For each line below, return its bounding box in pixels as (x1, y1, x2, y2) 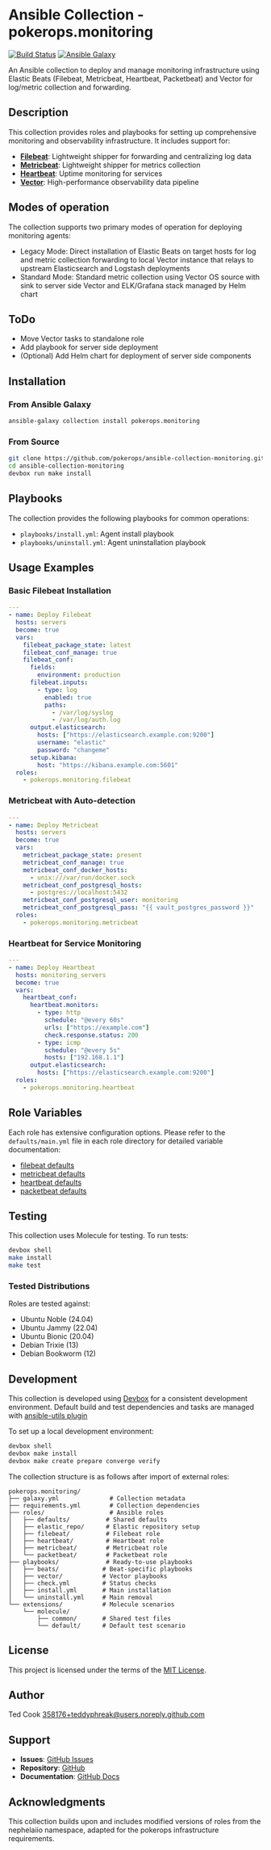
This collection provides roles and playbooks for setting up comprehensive (8, 127, 256, 136)
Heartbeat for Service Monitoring (8, 938, 142, 949)
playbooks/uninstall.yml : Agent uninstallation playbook (19, 537, 206, 547)
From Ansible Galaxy (8, 398, 91, 409)
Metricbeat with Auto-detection (8, 795, 135, 807)
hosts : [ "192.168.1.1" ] (44, 1054, 125, 1062)
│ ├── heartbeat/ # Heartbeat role (8, 1537, 164, 1545)
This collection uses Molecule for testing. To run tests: (8, 1231, 189, 1240)
